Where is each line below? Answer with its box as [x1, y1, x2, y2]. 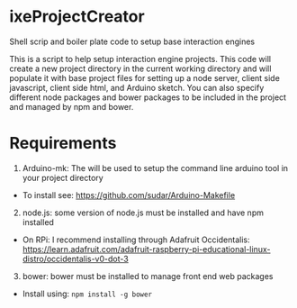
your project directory [22, 172, 103, 183]
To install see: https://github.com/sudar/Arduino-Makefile [22, 189, 236, 200]
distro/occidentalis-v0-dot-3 [22, 253, 129, 264]
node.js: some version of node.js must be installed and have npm [22, 207, 264, 218]
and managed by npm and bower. [9, 101, 134, 112]
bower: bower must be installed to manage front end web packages [22, 270, 274, 281]
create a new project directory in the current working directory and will [9, 63, 272, 74]
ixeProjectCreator [9, 6, 146, 27]
